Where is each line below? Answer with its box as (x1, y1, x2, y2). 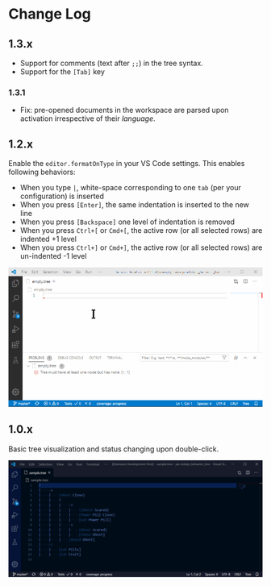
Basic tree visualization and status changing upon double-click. (8, 444, 219, 454)
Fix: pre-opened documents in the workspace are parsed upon (19, 106, 229, 115)
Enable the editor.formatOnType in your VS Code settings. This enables (8, 159, 245, 168)
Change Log (8, 5, 91, 23)
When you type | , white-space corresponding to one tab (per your (19, 183, 242, 193)
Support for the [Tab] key (19, 67, 105, 77)
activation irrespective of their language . (19, 114, 156, 123)
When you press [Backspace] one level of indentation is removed (19, 217, 236, 227)
